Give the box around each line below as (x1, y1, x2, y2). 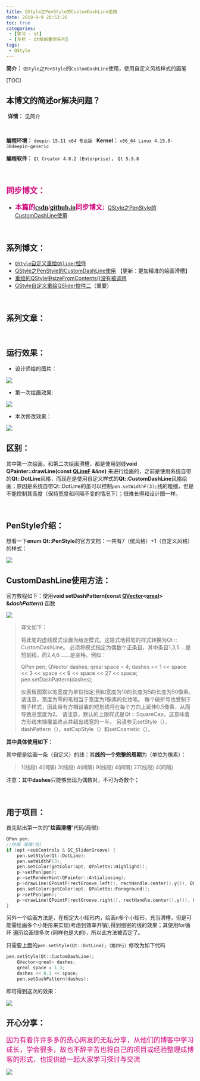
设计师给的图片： (14, 365, 57, 372)
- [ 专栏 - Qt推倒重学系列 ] (8, 36, 68, 42)
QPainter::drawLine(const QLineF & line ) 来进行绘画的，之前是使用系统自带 (6, 467, 192, 475)
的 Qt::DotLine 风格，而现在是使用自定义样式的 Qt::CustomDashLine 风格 (6, 475, 183, 482)
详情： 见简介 (7, 112, 40, 119)
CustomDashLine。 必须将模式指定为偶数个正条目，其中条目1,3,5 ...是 (20, 644, 191, 651)
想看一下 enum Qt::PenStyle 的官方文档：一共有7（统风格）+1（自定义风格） (6, 538, 193, 545)
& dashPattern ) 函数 (6, 600, 55, 607)
